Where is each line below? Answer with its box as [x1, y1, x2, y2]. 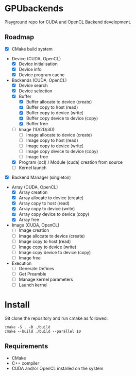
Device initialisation [18, 61, 58, 67]
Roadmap [4, 33, 34, 41]
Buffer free [26, 121, 48, 127]
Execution [11, 260, 32, 266]
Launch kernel [18, 282, 48, 288]
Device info [18, 66, 42, 72]
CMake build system [11, 46, 53, 51]
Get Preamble [18, 271, 47, 277]
